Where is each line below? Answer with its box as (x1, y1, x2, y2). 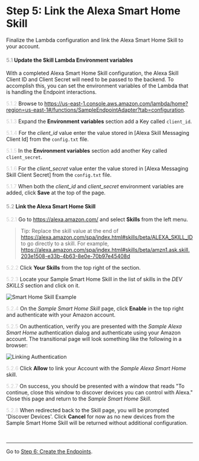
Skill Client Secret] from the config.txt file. (6, 171, 112, 179)
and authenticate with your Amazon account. (6, 311, 116, 318)
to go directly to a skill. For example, (20, 240, 110, 247)
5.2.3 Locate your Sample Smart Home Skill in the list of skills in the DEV (6, 276, 182, 283)
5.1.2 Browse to (6, 100, 43, 108)
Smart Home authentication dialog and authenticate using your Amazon (6, 329, 181, 336)
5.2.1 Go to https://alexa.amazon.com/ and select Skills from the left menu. (6, 216, 188, 223)
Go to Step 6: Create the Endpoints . (6, 448, 93, 455)
